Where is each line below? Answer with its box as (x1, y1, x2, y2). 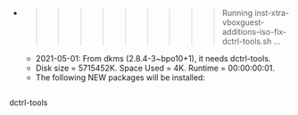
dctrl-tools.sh (221, 36, 272, 46)
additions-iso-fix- (221, 27, 287, 37)
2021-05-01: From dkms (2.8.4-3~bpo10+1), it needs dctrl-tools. (35, 53, 271, 63)
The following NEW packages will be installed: (35, 72, 205, 83)
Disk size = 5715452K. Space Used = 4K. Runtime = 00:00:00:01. (35, 62, 275, 73)
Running (221, 8, 253, 18)
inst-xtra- (253, 8, 290, 18)
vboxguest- (221, 17, 265, 28)
